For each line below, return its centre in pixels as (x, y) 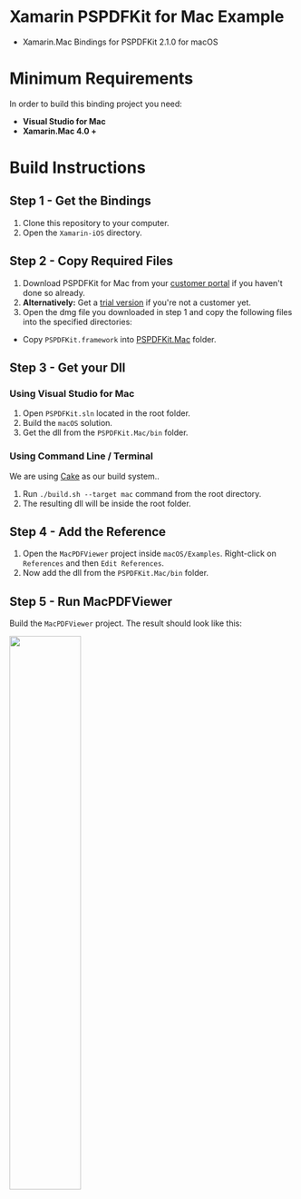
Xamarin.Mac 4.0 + (59, 131)
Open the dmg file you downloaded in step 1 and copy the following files (157, 312)
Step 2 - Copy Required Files (92, 261)
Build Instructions (78, 168)
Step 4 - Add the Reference (87, 532)
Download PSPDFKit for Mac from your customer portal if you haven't (152, 282)
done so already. (54, 292)
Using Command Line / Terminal (82, 456)
